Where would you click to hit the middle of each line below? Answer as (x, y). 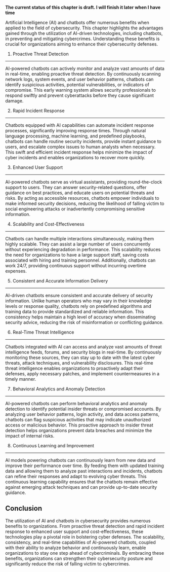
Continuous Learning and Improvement (53, 445)
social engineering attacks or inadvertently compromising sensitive (75, 209)
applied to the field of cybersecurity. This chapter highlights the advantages (84, 28)
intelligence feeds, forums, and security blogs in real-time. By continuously (83, 352)
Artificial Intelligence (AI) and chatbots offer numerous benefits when (77, 23)
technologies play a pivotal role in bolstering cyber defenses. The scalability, (85, 537)
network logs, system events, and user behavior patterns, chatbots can (79, 79)
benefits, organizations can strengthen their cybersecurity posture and (79, 558)
